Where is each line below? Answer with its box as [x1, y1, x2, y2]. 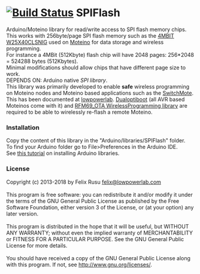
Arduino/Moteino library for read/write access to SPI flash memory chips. [6, 26, 187, 33]
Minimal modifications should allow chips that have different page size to [6, 63, 186, 71]
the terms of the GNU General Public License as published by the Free [6, 197, 180, 205]
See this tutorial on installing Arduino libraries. [6, 150, 120, 157]
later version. [6, 210, 39, 217]
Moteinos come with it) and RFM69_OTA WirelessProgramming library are [6, 102, 187, 109]
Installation [6, 123, 40, 132]
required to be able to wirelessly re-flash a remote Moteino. [6, 108, 153, 115]
